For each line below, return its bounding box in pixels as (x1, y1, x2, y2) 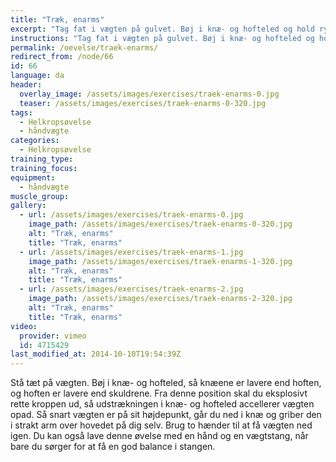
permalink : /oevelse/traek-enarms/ (10, 42, 159, 53)
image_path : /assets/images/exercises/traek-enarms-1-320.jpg (28, 256, 293, 266)
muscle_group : (10, 191, 70, 201)
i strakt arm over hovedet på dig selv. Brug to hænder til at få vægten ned (10, 419, 313, 431)
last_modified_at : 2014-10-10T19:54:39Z (10, 349, 182, 360)
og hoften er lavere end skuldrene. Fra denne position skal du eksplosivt (10, 387, 308, 400)
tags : (10, 107, 33, 118)
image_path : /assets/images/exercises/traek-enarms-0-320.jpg (28, 219, 293, 230)
